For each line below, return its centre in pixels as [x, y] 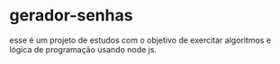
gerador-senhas [71, 16]
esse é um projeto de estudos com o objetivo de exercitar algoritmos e [140, 40]
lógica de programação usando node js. [83, 49]
